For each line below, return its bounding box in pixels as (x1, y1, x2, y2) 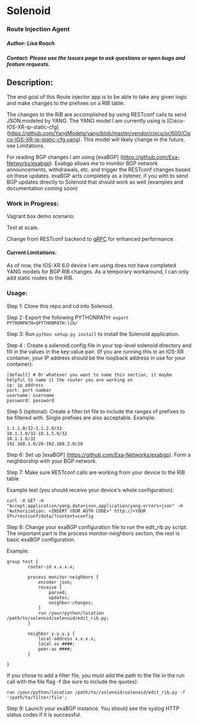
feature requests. (6, 60, 50, 68)
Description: (6, 78, 53, 88)
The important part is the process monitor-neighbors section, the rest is (6, 530, 180, 537)
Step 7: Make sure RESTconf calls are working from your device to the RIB (6, 469, 185, 476)
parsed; (48, 589, 67, 596)
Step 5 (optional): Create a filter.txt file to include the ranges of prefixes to (6, 408, 185, 415)
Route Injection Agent (6, 25, 70, 33)
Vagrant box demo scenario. (6, 213, 75, 220)
